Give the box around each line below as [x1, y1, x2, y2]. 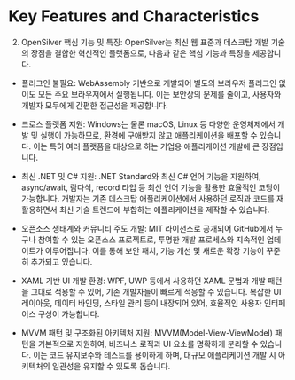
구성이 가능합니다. [37, 308, 100, 319]
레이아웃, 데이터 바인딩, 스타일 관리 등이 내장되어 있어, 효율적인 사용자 [20, 297, 262, 308]
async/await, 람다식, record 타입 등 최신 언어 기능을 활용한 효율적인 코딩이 [20, 182, 281, 193]
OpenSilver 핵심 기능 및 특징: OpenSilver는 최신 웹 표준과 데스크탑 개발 [20, 36, 269, 47]
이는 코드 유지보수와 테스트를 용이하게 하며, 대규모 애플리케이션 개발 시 [33, 349, 276, 360]
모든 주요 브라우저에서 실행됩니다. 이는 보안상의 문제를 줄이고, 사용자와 [37, 89, 282, 99]
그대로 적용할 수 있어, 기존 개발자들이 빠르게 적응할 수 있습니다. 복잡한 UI [30, 286, 282, 297]
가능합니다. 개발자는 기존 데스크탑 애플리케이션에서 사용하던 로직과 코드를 [20, 193, 276, 203]
